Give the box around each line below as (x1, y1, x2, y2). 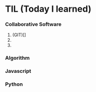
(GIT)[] (12, 32, 26, 38)
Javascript (5, 68, 32, 74)
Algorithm (5, 55, 30, 62)
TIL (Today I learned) (5, 3, 92, 15)
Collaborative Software (5, 21, 62, 28)
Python (5, 81, 23, 88)
